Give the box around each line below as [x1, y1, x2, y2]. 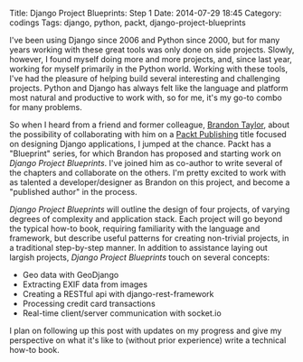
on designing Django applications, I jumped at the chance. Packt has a [9, 139, 271, 149]
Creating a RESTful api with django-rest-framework [22, 289, 214, 299]
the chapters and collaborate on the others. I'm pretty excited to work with [9, 167, 287, 178]
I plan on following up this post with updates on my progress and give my [9, 325, 282, 336]
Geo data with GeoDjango [22, 270, 119, 280]
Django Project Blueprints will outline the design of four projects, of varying [9, 204, 290, 215]
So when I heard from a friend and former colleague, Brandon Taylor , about [9, 119, 290, 130]
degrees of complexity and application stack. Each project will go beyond [9, 214, 283, 224]
